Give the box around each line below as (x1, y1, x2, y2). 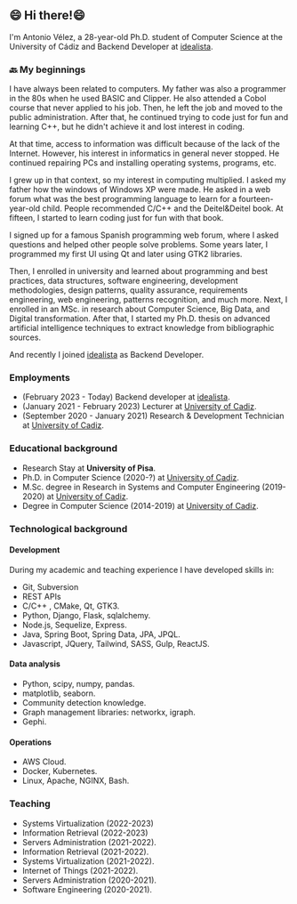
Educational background (9, 442, 118, 455)
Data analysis (9, 658, 60, 669)
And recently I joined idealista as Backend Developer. (9, 350, 205, 360)
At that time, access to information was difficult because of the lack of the (9, 139, 280, 149)
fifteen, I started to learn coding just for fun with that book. (9, 213, 224, 223)
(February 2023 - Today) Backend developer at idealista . (21, 391, 230, 402)
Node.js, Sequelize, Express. (21, 619, 127, 630)
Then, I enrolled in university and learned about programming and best (9, 266, 269, 277)
